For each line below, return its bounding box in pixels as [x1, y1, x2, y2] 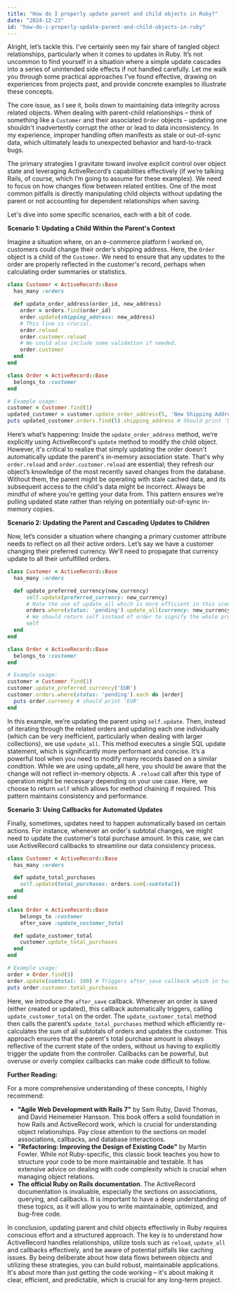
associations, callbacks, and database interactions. [17, 1135, 166, 1143]
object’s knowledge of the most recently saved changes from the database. [7, 468, 226, 475]
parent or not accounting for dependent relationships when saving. [7, 197, 201, 205]
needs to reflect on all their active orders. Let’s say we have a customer [7, 539, 214, 548]
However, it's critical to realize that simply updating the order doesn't [7, 445, 207, 454]
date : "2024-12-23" [7, 17, 65, 24]
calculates [7, 1027, 37, 1035]
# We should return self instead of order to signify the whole [25, 613, 218, 621]
